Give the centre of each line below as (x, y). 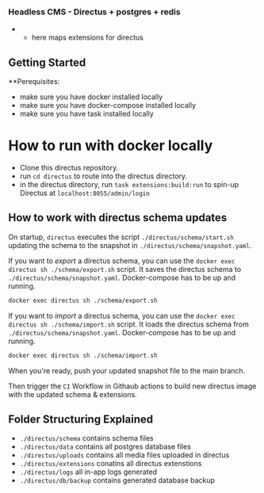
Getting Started (47, 62)
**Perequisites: (34, 82)
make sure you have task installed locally (87, 114)
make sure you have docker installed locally (91, 97)
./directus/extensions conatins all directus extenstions (111, 464)
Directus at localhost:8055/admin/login (85, 193)
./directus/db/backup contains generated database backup (117, 480)
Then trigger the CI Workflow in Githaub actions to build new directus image (132, 386)
